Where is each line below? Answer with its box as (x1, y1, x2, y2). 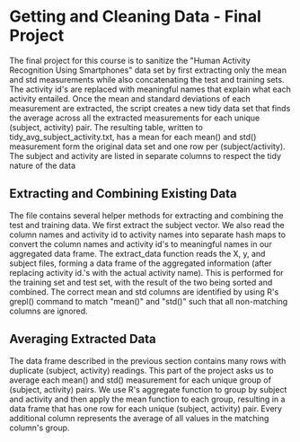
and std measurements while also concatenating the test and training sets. (9, 74, 285, 84)
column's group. (9, 422, 70, 433)
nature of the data (9, 160, 76, 171)
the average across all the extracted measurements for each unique (9, 112, 260, 123)
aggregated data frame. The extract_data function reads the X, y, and (9, 248, 266, 259)
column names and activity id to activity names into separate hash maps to (9, 229, 286, 240)
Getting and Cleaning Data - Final (9, 6, 262, 27)
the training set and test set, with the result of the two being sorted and (9, 277, 273, 287)
